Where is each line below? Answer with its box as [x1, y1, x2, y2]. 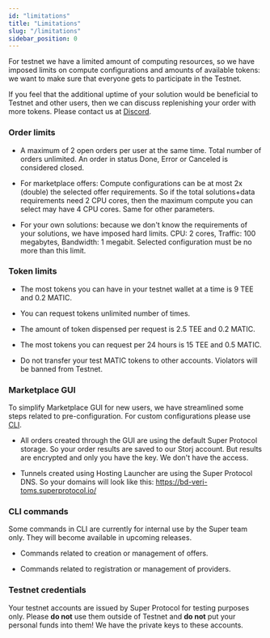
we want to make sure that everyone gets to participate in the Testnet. [8, 74, 242, 83]
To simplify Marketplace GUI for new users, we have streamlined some [8, 402, 244, 413]
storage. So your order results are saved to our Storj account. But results [19, 444, 263, 454]
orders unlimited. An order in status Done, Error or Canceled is [19, 154, 229, 164]
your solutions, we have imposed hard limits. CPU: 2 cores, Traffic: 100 [19, 228, 256, 238]
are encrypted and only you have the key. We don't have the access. [19, 453, 249, 462]
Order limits [8, 127, 56, 138]
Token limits [8, 266, 57, 277]
